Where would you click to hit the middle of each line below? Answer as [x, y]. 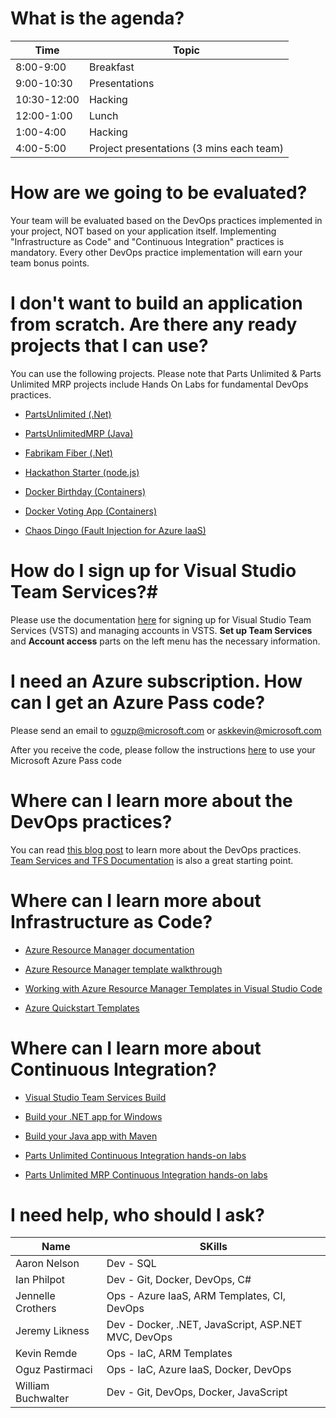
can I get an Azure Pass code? [138, 702]
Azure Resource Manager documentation [109, 949]
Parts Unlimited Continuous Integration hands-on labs [135, 1155]
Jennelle [35, 1296]
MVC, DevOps [139, 1337]
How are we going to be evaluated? [159, 193]
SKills [213, 1247]
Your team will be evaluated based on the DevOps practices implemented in [166, 220]
